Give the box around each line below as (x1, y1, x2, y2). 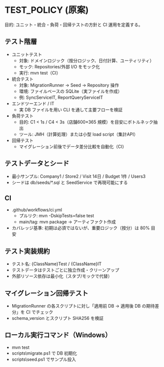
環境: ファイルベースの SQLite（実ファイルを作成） (19, 88, 122, 94)
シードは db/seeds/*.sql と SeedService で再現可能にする (11, 179, 128, 185)
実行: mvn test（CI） (19, 70, 61, 76)
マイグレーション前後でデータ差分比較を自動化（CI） (19, 143, 127, 149)
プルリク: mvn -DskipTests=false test (19, 213, 94, 219)
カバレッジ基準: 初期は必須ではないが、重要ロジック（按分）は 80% (11, 225, 150, 231)
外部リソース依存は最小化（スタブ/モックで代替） (11, 273, 112, 279)
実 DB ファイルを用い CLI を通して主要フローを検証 (19, 107, 123, 113)
